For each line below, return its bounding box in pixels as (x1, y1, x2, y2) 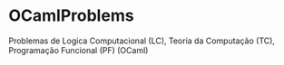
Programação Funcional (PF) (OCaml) (8, 44, 149, 55)
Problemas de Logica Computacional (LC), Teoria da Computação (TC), (8, 35, 276, 46)
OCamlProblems (8, 5, 134, 26)
